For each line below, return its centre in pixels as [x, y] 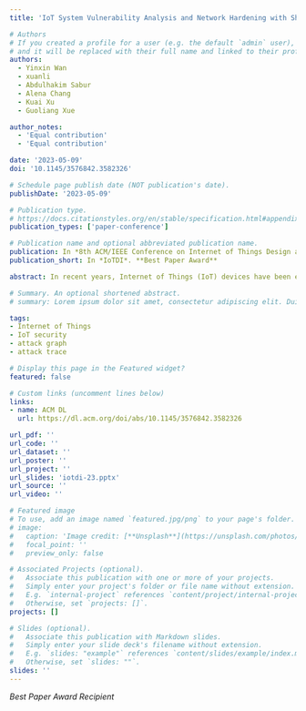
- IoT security [38, 335]
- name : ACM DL [38, 411]
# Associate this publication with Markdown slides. [116, 637]
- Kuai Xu [36, 102]
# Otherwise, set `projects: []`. [79, 603]
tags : [20, 318]
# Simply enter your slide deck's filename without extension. [136, 645]
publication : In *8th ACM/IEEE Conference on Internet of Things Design [150, 252]
